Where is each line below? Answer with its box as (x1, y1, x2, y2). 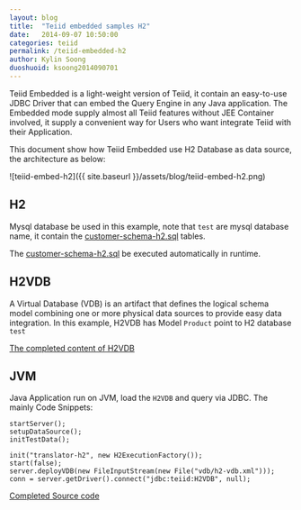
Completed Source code (9, 490, 101, 501)
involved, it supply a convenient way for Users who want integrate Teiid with (9, 116, 292, 127)
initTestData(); (9, 435, 70, 444)
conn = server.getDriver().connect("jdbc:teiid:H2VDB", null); (9, 475, 252, 484)
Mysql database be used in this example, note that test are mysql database (9, 221, 289, 232)
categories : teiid (9, 38, 78, 48)
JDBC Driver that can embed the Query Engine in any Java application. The (9, 97, 288, 108)
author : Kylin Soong (9, 55, 87, 64)
